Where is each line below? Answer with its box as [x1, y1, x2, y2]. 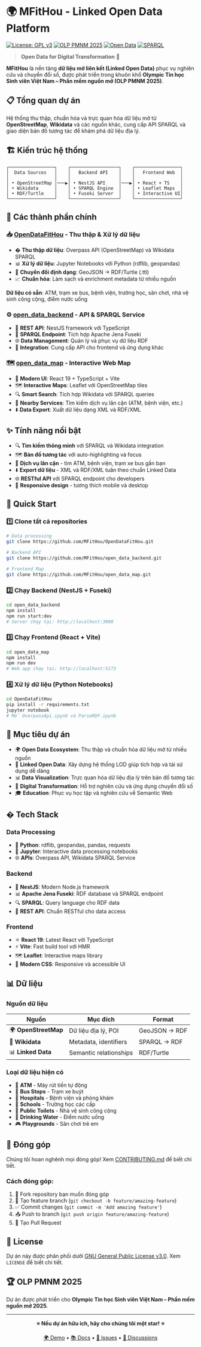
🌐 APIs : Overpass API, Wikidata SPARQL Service [14, 854, 136, 861]
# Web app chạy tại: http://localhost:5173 [6, 666, 117, 672]
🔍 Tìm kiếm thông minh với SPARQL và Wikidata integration [14, 442, 164, 449]
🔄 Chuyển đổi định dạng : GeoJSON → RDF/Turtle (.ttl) [14, 269, 150, 276]
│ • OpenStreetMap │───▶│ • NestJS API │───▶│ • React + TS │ [6, 180, 184, 186]
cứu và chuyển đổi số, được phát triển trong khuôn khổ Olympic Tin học [6, 71, 184, 78]
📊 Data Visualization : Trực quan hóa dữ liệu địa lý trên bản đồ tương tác [14, 774, 195, 781]
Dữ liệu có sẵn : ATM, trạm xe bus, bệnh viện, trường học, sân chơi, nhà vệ [6, 289, 189, 297]
